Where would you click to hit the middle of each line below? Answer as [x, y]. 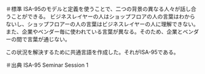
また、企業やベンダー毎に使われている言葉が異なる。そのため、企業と [94, 32]
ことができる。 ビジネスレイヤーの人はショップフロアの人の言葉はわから [103, 16]
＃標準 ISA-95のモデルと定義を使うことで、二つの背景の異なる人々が [93, 9]
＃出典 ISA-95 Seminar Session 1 [47, 65]
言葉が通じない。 [48, 39]
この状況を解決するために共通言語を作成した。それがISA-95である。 [92, 52]
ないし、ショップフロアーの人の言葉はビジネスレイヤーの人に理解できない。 [102, 24]
